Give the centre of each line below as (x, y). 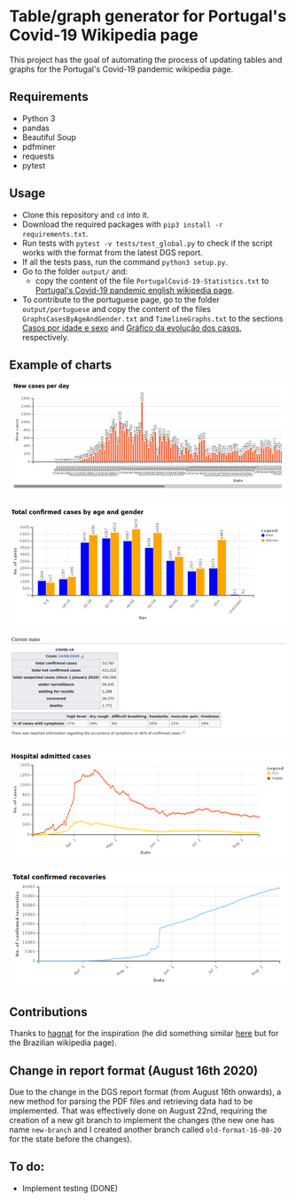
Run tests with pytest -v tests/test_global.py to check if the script (147, 243)
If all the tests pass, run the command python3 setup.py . (125, 261)
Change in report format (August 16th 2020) (134, 1070)
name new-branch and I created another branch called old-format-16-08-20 (145, 1130)
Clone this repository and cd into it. (86, 215)
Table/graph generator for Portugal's (148, 16)
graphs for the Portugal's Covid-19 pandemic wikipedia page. (121, 69)
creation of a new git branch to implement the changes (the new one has (142, 1120)
